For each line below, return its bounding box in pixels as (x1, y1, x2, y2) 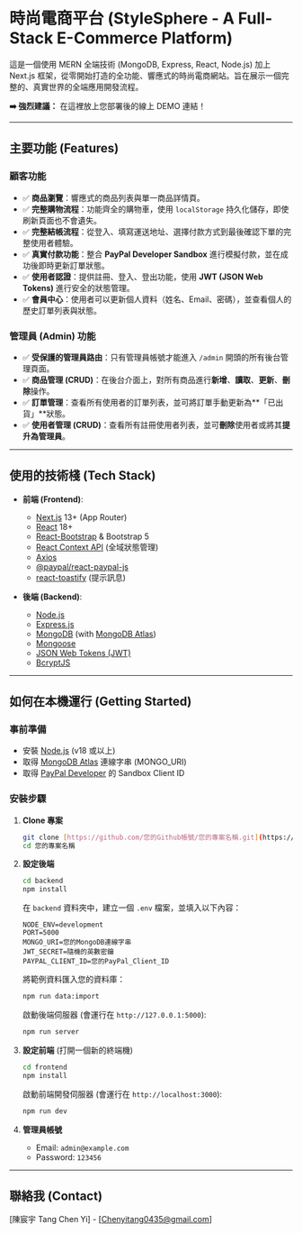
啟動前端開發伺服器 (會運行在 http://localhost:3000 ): (22, 1088, 223, 1100)
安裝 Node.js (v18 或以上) (22, 745, 116, 756)
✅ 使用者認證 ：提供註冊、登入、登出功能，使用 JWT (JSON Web (22, 271, 263, 282)
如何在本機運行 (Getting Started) (9, 694, 192, 709)
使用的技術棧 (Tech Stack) (9, 468, 156, 483)
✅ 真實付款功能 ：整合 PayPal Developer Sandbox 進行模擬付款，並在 (22, 249, 281, 260)
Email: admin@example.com (35, 1142, 129, 1153)
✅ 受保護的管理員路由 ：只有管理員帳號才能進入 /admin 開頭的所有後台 (22, 352, 281, 362)
